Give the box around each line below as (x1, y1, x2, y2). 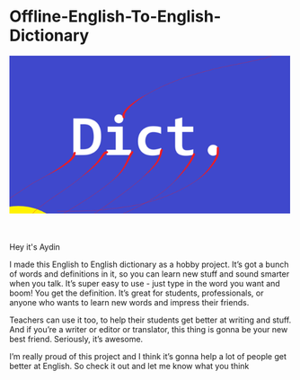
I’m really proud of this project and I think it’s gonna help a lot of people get (9, 351, 287, 362)
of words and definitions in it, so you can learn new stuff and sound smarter (9, 269, 290, 279)
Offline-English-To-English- (9, 6, 222, 27)
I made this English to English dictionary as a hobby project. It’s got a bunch (9, 259, 289, 270)
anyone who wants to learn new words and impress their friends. (9, 297, 250, 308)
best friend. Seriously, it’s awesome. (9, 334, 144, 345)
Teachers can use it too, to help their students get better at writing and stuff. (9, 314, 292, 325)
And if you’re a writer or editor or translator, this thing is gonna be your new (9, 324, 288, 335)
